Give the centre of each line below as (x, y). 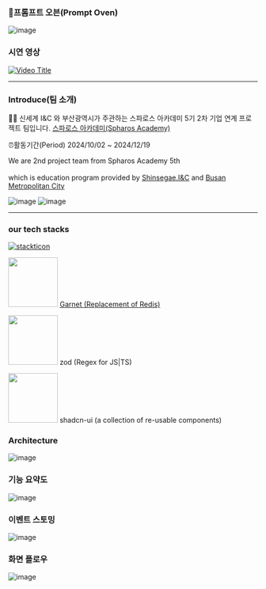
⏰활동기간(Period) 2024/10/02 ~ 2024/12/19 (79, 145)
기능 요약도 (28, 480)
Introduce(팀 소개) (43, 99)
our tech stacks (39, 229)
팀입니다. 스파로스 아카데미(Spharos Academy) (97, 127)
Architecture (33, 441)
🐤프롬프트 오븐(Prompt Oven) (63, 12)
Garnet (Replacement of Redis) (110, 304)
